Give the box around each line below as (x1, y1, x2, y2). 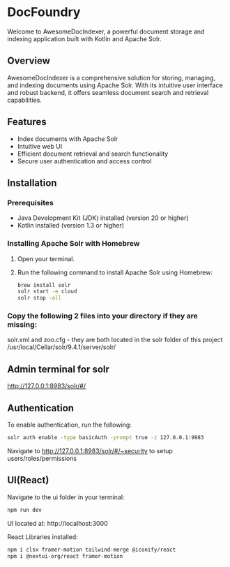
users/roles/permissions (7, 454, 77, 462)
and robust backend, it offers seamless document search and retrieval (7, 88, 209, 96)
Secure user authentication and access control (17, 156, 152, 165)
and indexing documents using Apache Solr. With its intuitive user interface (7, 81, 223, 89)
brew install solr (17, 281, 71, 288)
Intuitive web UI (17, 142, 63, 150)
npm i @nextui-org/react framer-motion (7, 552, 123, 559)
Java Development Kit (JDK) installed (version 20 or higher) (17, 214, 190, 222)
